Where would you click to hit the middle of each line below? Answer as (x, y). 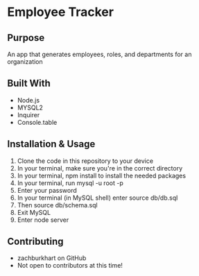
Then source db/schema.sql (58, 205)
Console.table (37, 122)
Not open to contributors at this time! (70, 266)
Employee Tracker (61, 12)
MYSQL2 (30, 107)
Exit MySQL (34, 212)
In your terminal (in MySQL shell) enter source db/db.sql (97, 198)
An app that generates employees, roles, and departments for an (99, 54)
